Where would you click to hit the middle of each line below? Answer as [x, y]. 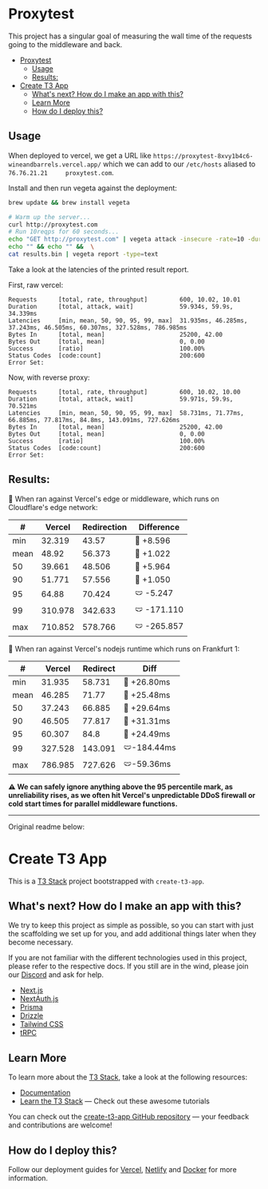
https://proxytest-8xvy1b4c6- [203, 156]
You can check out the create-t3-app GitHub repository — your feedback [129, 1117]
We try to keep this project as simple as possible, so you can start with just [131, 925]
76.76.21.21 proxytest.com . [61, 172]
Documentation [45, 1093]
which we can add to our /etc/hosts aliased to [179, 164]
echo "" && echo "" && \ [51, 247]
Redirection [105, 527]
